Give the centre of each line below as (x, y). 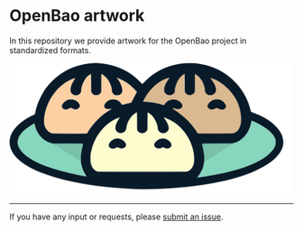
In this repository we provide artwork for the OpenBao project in (128, 41)
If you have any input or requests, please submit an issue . (116, 217)
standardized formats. (50, 50)
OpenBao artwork (77, 16)
